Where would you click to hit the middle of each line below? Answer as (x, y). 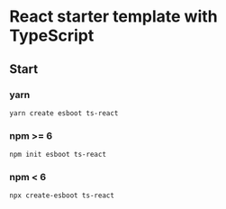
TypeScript (52, 36)
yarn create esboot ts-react (64, 113)
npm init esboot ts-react (58, 155)
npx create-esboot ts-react (62, 195)
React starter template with (113, 17)
